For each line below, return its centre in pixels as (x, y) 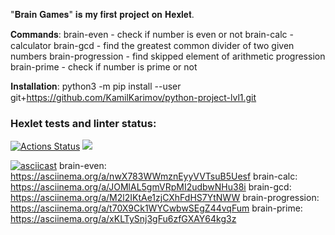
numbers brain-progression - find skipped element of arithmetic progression (168, 56)
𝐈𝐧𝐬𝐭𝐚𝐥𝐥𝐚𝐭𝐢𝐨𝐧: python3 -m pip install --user (96, 86)
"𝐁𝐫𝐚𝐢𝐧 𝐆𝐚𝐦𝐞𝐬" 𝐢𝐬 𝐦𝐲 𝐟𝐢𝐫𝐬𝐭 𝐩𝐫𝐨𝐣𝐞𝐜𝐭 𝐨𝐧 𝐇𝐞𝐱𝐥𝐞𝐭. (102, 14)
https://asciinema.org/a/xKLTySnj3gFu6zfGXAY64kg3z (123, 219)
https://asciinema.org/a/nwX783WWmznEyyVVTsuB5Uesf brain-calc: (154, 176)
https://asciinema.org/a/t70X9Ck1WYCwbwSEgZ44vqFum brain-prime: (156, 208)
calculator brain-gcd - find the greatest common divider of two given (152, 45)
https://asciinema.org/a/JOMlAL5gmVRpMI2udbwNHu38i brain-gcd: (151, 187)
